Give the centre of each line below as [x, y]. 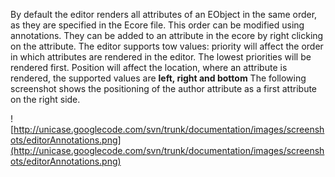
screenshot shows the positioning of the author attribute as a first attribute [164, 88]
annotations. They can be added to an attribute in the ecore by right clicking [167, 35]
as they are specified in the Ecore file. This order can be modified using [157, 25]
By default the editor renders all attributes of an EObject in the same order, [164, 14]
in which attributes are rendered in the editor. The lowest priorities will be [161, 57]
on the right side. [45, 99]
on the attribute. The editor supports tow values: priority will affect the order [167, 46]
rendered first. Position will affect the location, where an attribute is [149, 67]
